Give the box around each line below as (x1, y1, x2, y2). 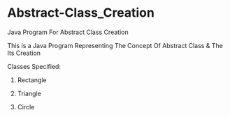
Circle (17, 102, 35, 111)
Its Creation (7, 49, 41, 57)
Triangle (17, 89, 42, 97)
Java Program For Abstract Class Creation (7, 28, 129, 36)
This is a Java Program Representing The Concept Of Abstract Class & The (7, 41, 224, 49)
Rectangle (17, 75, 47, 84)
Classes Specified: (7, 62, 62, 70)
